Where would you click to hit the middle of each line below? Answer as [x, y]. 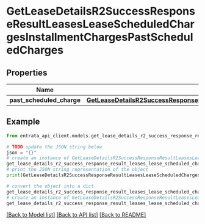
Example [23, 122]
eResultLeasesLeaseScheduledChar [101, 24]
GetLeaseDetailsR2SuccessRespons [101, 11]
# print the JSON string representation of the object [77, 170]
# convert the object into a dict [50, 186]
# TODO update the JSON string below [54, 147]
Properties [27, 72]
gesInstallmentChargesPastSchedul [100, 37]
